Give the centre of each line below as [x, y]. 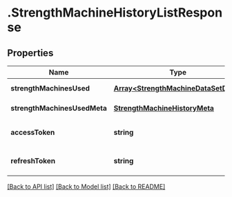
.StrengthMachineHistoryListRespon [115, 13]
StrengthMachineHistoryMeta [164, 108]
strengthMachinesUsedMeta [59, 108]
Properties [30, 53]
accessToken [33, 132]
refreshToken [33, 161]
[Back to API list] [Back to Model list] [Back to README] [86, 187]
